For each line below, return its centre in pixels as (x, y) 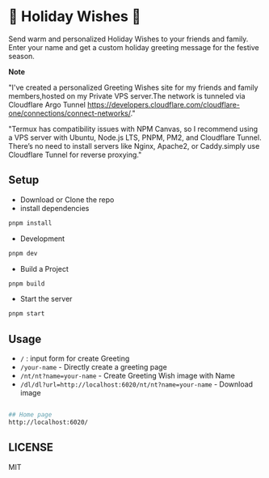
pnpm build (27, 283)
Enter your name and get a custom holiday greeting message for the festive (134, 47)
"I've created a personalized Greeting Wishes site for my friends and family (133, 87)
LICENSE (31, 448)
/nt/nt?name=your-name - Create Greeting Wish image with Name (128, 376)
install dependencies (55, 208)
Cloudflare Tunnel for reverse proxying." (75, 154)
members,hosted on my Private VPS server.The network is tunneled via (127, 95)
